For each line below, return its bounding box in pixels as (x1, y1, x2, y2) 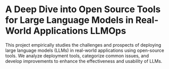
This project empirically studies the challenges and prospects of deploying (5, 42, 161, 48)
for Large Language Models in (5, 14, 133, 26)
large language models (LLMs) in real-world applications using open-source (5, 47, 164, 53)
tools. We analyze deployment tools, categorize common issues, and (5, 52, 149, 59)
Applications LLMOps (33, 25, 126, 37)
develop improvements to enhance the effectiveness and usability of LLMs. (5, 58, 162, 64)
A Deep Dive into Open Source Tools (5, 4, 161, 15)
